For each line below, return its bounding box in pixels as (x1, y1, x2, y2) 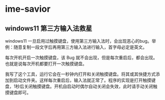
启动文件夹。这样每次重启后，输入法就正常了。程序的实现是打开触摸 (13, 77, 151, 83)
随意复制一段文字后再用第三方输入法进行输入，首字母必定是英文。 (13, 44, 147, 50)
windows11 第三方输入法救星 (5, 24, 92, 32)
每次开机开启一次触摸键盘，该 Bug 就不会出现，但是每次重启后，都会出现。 (5, 55, 158, 60)
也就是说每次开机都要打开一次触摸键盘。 (5, 61, 87, 67)
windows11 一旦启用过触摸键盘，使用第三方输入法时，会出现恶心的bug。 (5, 38, 152, 44)
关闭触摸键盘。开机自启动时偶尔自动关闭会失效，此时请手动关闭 (24, 83, 153, 89)
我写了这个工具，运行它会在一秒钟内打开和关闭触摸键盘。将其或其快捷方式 (5, 71, 156, 77)
